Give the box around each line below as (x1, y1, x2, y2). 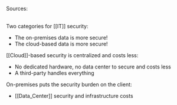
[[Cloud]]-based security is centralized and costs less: (6, 52, 139, 58)
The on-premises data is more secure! (14, 34, 108, 41)
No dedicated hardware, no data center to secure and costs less (14, 63, 171, 70)
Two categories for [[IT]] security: (6, 23, 88, 29)
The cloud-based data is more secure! (14, 41, 108, 47)
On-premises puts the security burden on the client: (6, 81, 132, 88)
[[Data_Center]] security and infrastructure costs (14, 93, 134, 99)
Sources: (6, 5, 28, 12)
